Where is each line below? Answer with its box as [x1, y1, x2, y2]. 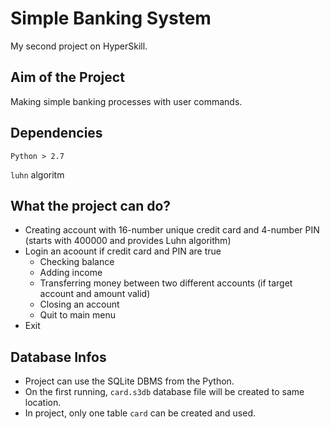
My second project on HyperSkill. [10, 40, 148, 52]
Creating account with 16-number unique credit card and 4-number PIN [24, 224, 320, 236]
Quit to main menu [39, 309, 116, 321]
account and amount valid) [39, 288, 151, 300]
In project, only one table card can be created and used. [24, 407, 256, 419]
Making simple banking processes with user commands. [10, 95, 243, 107]
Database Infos [10, 348, 107, 366]
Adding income [39, 267, 103, 279]
